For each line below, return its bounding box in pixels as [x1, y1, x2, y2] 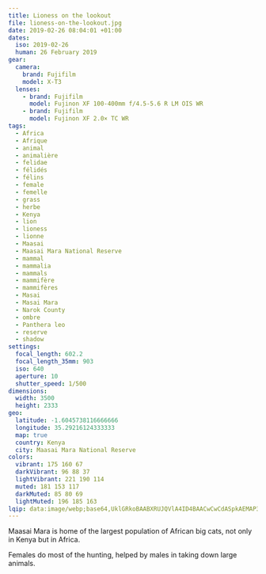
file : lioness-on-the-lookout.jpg [8, 19, 123, 27]
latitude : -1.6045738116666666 [15, 416, 119, 424]
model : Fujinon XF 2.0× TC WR [28, 115, 129, 123]
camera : [15, 63, 41, 71]
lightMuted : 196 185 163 [15, 497, 97, 505]
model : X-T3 [22, 78, 62, 86]
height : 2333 [15, 401, 59, 410]
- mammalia [15, 262, 51, 270]
